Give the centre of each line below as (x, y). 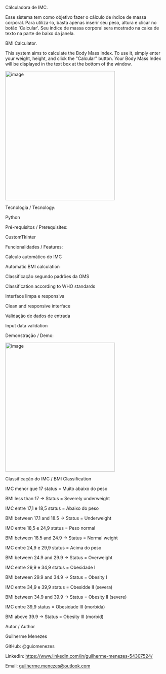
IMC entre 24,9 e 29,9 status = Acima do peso (53, 548)
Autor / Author (20, 626)
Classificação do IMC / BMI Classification (48, 479)
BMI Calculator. (21, 43)
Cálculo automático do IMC (34, 257)
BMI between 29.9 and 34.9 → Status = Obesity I (56, 577)
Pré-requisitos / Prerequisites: (36, 227)
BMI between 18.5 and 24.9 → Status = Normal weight (61, 538)
